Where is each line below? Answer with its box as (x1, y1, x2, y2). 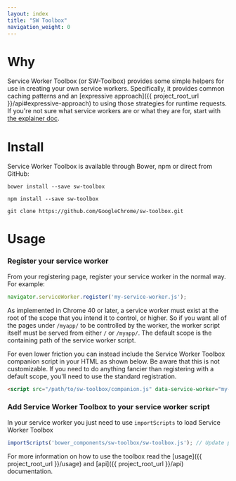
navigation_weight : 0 (7, 23, 71, 30)
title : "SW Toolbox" (7, 17, 68, 24)
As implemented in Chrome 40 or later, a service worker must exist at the (7, 306, 219, 314)
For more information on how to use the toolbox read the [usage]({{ (7, 451, 202, 461)
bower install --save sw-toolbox (7, 184, 105, 191)
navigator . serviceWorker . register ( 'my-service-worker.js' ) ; (7, 293, 188, 300)
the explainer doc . (7, 114, 60, 123)
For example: (7, 279, 46, 288)
